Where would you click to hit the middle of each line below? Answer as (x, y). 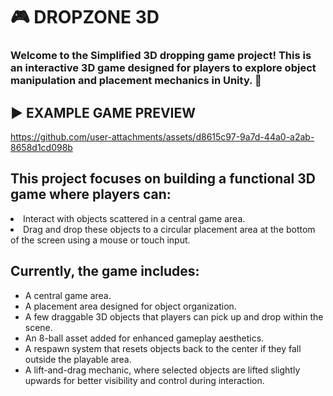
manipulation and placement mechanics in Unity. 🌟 (136, 81)
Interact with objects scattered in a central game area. (134, 218)
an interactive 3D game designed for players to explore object (163, 68)
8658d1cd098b (41, 147)
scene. (38, 327)
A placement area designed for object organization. (130, 306)
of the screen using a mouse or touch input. (100, 240)
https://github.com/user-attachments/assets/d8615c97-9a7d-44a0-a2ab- (162, 136)
